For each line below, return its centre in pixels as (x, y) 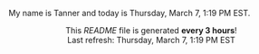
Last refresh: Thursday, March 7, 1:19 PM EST (151, 40)
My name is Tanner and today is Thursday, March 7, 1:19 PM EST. (129, 13)
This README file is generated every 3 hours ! (151, 30)
